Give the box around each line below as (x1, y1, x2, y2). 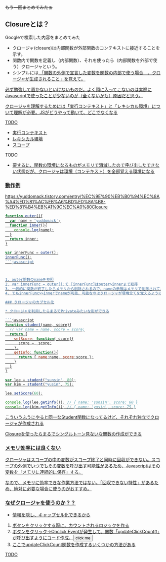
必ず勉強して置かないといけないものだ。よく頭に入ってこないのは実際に (5, 86, 152, 92)
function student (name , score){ (5, 322, 72, 327)
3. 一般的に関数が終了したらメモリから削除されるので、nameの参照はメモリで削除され (5, 286, 157, 291)
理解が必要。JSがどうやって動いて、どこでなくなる (13, 109, 118, 115)
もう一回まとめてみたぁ (5, 4, 53, 10)
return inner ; (9, 237, 39, 242)
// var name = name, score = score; (9, 327, 85, 332)
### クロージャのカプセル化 (5, 300, 54, 305)
